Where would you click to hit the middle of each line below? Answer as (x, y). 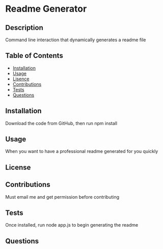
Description (24, 28)
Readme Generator (46, 9)
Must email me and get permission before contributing (62, 197)
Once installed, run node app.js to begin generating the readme (72, 225)
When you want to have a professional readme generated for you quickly (82, 151)
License (18, 167)
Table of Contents (34, 56)
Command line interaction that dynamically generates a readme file (76, 40)
